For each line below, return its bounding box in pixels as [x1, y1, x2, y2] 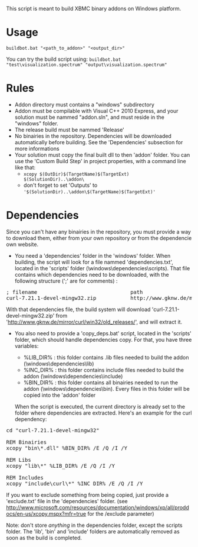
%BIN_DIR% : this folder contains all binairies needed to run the [23, 378, 179, 386]
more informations [14, 145, 60, 152]
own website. [6, 241, 39, 248]
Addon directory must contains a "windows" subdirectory [14, 101, 155, 108]
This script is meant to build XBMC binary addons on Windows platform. [6, 5, 181, 12]
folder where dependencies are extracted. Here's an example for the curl [14, 409, 192, 416]
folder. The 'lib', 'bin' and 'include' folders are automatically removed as [6, 527, 180, 535]
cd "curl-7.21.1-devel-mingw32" [6, 427, 100, 433]
